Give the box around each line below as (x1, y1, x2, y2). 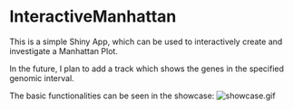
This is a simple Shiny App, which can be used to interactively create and (9, 36, 283, 47)
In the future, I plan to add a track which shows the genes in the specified (9, 63, 284, 74)
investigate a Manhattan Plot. (9, 45, 118, 56)
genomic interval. (9, 72, 74, 83)
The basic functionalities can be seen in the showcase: (9, 90, 215, 101)
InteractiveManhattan (9, 6, 177, 27)
